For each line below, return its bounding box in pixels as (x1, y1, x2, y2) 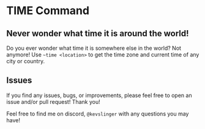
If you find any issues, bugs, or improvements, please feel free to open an (6, 92, 192, 99)
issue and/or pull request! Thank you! (6, 98, 100, 105)
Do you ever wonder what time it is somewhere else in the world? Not (6, 44, 182, 52)
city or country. (6, 58, 45, 64)
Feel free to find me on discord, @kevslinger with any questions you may (6, 110, 189, 117)
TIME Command (6, 4, 90, 18)
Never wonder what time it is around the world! (6, 28, 189, 39)
